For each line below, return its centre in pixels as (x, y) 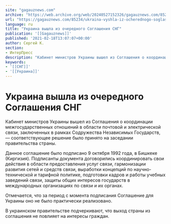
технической (19, 175)
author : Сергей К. (25, 43)
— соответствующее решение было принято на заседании (69, 137)
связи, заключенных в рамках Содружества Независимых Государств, (83, 132)
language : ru (19, 24)
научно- (142, 169)
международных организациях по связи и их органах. (64, 185)
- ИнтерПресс (19, 52)
